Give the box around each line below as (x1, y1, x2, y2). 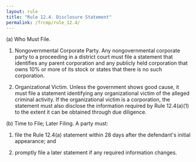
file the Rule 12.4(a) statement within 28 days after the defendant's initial (14, 131, 191, 138)
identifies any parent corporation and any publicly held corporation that (14, 59, 188, 67)
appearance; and (14, 138, 57, 145)
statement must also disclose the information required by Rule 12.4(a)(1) (14, 103, 190, 110)
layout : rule (6, 8, 38, 15)
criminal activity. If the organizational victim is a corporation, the (14, 96, 171, 103)
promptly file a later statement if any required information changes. (14, 149, 178, 156)
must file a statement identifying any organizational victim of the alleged (14, 90, 190, 97)
